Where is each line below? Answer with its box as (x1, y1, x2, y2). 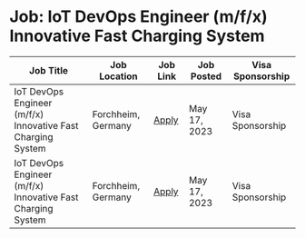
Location (99, 70, 138, 83)
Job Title (28, 64, 69, 76)
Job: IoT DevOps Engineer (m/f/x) (9, 6, 268, 27)
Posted (190, 70, 222, 83)
